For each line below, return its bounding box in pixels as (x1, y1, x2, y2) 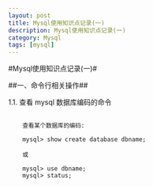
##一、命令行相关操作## (8, 81, 88, 90)
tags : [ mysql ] (8, 41, 55, 49)
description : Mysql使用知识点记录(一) (8, 26, 126, 34)
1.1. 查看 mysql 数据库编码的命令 (8, 97, 112, 107)
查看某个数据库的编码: (22, 122, 85, 130)
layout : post (8, 11, 51, 20)
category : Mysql (8, 33, 62, 42)
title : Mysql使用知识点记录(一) (8, 19, 105, 27)
